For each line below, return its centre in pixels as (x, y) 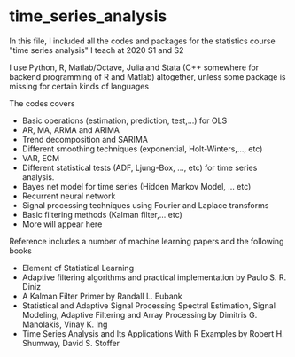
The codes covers (42, 103)
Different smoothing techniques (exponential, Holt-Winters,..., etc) (142, 149)
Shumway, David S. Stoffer (71, 343)
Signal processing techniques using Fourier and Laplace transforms (145, 205)
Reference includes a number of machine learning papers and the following (147, 241)
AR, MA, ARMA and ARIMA (71, 129)
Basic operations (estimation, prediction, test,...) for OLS (124, 120)
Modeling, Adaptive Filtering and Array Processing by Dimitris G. (140, 314)
